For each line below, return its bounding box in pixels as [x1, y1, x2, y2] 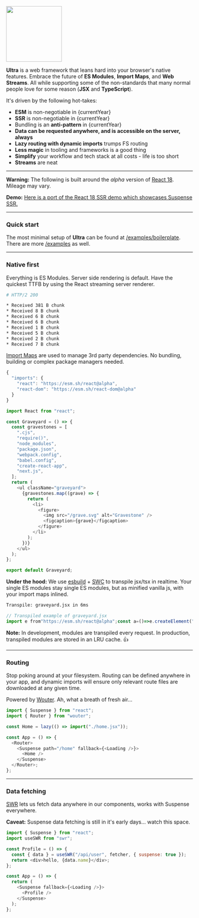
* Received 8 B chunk [6, 308, 60, 314]
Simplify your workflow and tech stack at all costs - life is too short [14, 153, 179, 160]
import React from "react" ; [6, 408, 76, 414]
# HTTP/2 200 [6, 292, 38, 298]
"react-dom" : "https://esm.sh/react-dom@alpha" [17, 386, 136, 392]
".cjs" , [17, 430, 36, 436]
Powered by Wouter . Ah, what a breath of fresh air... [6, 696, 133, 703]
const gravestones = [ [11, 424, 68, 430]
